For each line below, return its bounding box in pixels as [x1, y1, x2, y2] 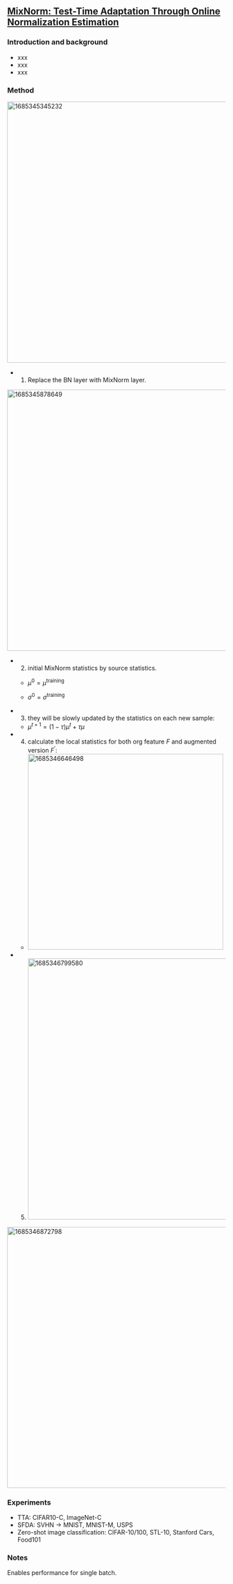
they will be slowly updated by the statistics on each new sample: [27, 714, 215, 723]
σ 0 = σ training [27, 692, 65, 702]
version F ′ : [27, 744, 58, 754]
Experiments [7, 1497, 51, 1507]
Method [7, 85, 35, 95]
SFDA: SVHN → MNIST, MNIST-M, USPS [17, 1521, 133, 1529]
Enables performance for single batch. [7, 1569, 117, 1577]
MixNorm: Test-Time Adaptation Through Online [7, 6, 221, 17]
